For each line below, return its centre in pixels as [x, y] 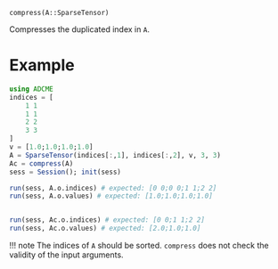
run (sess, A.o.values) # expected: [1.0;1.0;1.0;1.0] [111, 196]
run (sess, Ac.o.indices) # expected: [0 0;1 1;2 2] [107, 220]
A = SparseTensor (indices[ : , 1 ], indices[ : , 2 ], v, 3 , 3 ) [115, 155]
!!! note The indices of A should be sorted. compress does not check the [139, 246]
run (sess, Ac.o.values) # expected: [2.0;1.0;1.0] [105, 228]
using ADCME [31, 89]
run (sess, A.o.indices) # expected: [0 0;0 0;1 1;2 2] [113, 188]
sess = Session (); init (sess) [65, 172]
